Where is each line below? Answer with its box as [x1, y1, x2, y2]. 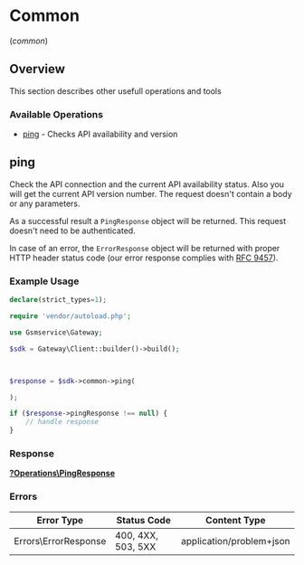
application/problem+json [180, 534, 290, 547]
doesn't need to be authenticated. [9, 225, 136, 236]
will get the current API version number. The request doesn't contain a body [9, 188, 292, 199]
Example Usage [9, 275, 80, 287]
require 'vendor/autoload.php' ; [9, 312, 131, 321]
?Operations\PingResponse [9, 467, 116, 479]
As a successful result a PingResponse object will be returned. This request [9, 215, 287, 226]
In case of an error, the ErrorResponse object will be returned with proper [9, 242, 280, 253]
